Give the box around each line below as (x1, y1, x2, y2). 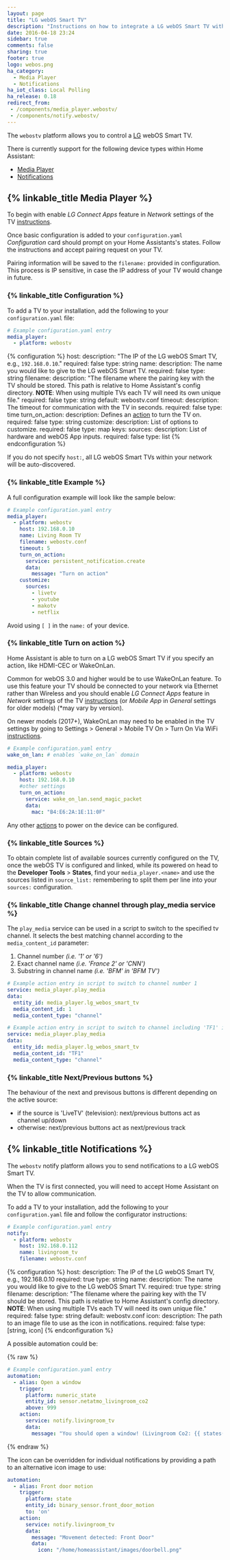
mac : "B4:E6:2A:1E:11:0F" (31, 808, 106, 815)
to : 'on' (25, 1508, 51, 1515)
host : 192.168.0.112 (19, 1243, 78, 1249)
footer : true (7, 55, 44, 62)
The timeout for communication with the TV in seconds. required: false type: (7, 403, 222, 412)
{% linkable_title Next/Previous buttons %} (7, 1073, 153, 1082)
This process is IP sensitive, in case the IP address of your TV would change (7, 266, 222, 275)
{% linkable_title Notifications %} (7, 1144, 153, 1155)
